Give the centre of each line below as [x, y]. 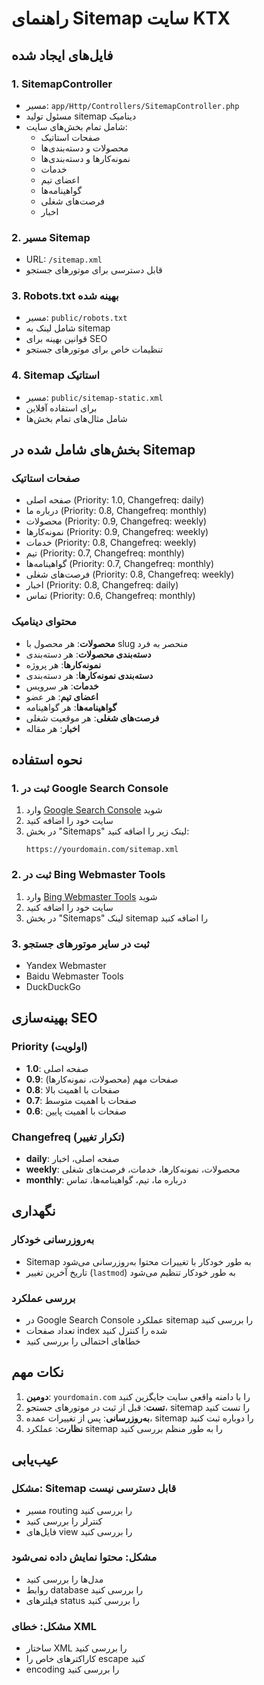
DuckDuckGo [53, 987]
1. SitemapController [62, 84]
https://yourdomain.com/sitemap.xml [102, 850]
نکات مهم [37, 1372]
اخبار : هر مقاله [53, 728]
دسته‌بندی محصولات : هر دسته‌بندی [88, 654]
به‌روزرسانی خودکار [53, 1240]
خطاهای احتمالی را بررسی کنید [83, 1341]
